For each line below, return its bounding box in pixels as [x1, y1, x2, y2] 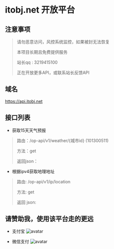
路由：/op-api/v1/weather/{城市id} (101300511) [16, 137, 109, 143]
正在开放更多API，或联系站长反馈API [16, 70, 90, 75]
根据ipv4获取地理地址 [12, 168, 55, 174]
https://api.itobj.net [5, 98, 43, 104]
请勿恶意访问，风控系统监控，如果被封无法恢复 [16, 39, 110, 44]
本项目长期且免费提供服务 [16, 49, 68, 55]
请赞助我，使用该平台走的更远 [5, 215, 94, 223]
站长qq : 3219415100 [16, 59, 58, 65]
